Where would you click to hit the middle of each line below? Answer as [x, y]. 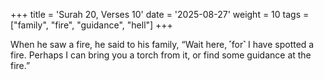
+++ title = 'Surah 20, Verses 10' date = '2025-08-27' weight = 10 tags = [160, 14]
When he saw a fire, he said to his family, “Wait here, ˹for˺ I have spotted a [162, 44]
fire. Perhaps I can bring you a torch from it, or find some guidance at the [161, 55]
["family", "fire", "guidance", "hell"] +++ [91, 25]
